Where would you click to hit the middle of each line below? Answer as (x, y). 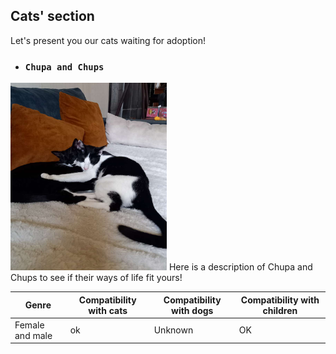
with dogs (192, 310)
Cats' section (52, 16)
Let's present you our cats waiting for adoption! (108, 40)
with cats (108, 310)
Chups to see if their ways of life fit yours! (96, 278)
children (280, 310)
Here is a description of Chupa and (240, 267)
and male (33, 335)
